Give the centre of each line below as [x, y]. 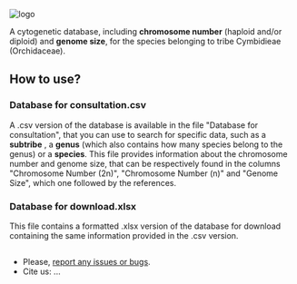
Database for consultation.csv [78, 105]
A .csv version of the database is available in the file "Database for [134, 125]
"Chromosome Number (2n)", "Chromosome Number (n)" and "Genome [144, 173]
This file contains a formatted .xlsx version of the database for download [145, 226]
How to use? [45, 79]
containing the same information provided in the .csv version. [124, 235]
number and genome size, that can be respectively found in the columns [145, 163]
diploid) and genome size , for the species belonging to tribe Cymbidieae [145, 41]
